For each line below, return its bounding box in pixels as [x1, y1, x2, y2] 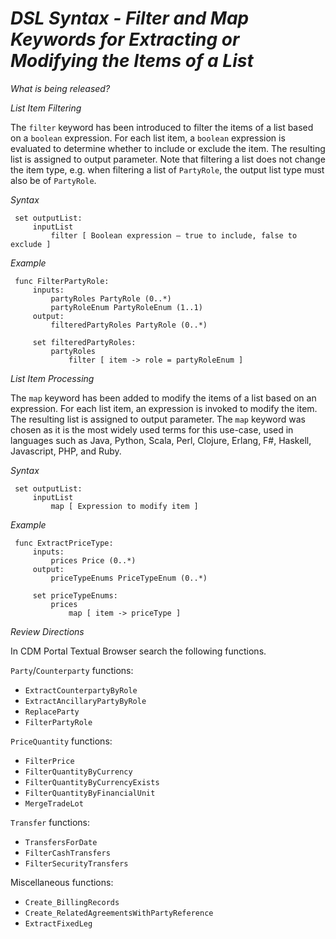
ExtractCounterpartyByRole [24, 685, 138, 696]
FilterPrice [24, 756, 75, 766]
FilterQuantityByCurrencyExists [24, 777, 160, 787]
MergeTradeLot [24, 798, 84, 809]
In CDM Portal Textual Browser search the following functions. [10, 645, 267, 657]
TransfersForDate [24, 837, 98, 847]
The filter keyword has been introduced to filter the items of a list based [10, 121, 314, 133]
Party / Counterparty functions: [10, 664, 134, 676]
